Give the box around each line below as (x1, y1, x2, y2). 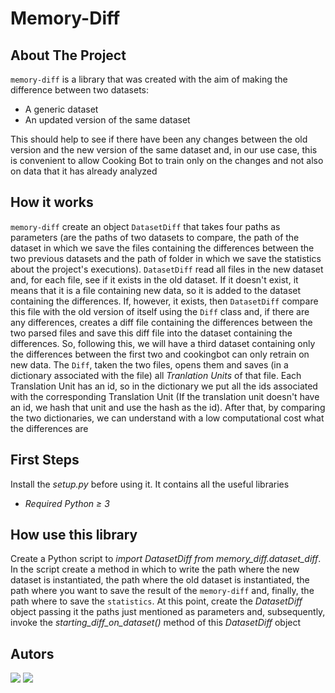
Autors (10, 645, 55, 662)
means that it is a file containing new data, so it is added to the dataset (10, 284, 302, 296)
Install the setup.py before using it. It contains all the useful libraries (10, 478, 290, 490)
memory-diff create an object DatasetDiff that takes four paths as (10, 220, 281, 232)
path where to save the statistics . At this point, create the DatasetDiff (10, 595, 303, 607)
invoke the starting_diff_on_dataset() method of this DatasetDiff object (10, 617, 302, 629)
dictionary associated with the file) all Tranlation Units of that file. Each (10, 369, 302, 381)
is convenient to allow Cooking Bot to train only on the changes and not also (10, 155, 324, 166)
